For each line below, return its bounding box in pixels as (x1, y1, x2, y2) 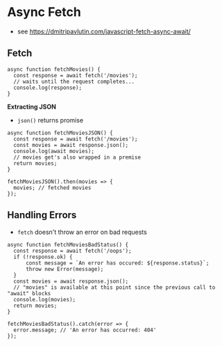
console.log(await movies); (13, 148, 95, 155)
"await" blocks (7, 290, 51, 297)
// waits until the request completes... (13, 78, 135, 85)
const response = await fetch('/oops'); (13, 247, 132, 254)
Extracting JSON (7, 102, 57, 111)
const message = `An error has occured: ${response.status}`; (25, 259, 210, 267)
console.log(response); (13, 84, 82, 91)
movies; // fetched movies (13, 184, 92, 191)
